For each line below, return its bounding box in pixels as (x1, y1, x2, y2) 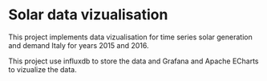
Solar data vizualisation (8, 6, 168, 24)
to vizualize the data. (8, 64, 78, 74)
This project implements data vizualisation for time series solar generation (8, 32, 253, 42)
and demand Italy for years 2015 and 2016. (8, 40, 150, 50)
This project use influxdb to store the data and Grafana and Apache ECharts (8, 56, 259, 66)
